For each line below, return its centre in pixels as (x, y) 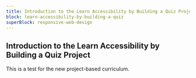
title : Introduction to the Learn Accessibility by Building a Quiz (91, 11)
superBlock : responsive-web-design (49, 22)
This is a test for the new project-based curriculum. (68, 69)
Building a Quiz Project (48, 55)
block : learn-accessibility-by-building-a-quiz (65, 17)
